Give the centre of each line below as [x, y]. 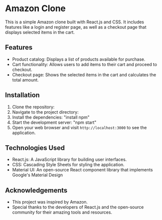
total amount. [25, 80]
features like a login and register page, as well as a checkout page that [76, 27]
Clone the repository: [33, 107]
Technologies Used [35, 148]
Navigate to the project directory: [45, 112]
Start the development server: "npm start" [54, 122]
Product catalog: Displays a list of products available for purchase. [79, 59]
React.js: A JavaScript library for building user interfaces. [69, 160]
